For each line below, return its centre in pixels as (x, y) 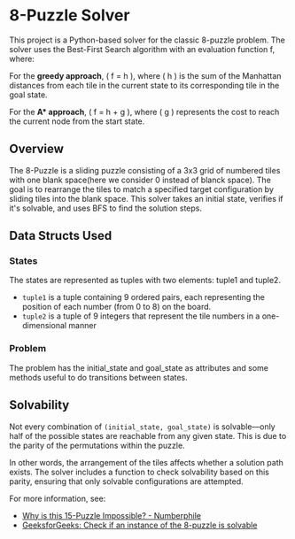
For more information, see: (58, 498)
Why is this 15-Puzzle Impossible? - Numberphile (112, 515)
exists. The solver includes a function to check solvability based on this (140, 472)
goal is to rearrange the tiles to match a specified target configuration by (142, 189)
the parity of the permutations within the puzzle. (97, 445)
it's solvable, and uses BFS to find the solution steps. (105, 208)
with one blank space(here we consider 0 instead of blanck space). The (140, 180)
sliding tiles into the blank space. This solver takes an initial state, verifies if (146, 198)
